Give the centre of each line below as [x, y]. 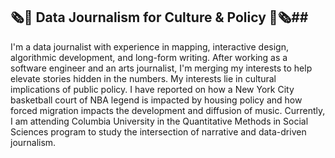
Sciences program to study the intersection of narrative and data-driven [158, 131]
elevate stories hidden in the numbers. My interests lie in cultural [143, 78]
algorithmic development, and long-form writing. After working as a [149, 57]
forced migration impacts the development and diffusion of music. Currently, [168, 110]
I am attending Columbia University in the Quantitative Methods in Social [159, 121]
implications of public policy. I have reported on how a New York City [152, 89]
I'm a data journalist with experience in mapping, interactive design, [149, 46]
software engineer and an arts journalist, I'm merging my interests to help [161, 68]
